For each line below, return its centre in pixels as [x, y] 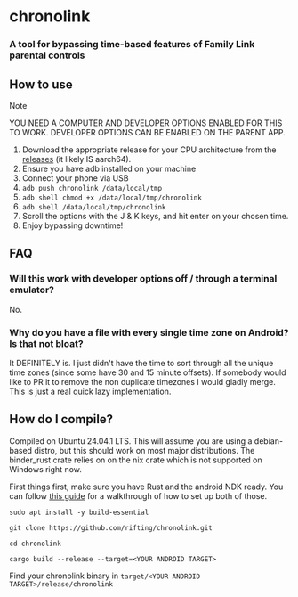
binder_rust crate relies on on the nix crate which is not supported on [136, 460]
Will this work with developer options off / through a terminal [143, 279]
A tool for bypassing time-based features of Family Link [132, 45]
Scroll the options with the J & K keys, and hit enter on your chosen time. [155, 216]
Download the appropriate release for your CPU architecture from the [149, 150]
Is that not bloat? [46, 343]
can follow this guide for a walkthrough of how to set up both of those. [138, 495]
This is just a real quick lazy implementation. [90, 391]
